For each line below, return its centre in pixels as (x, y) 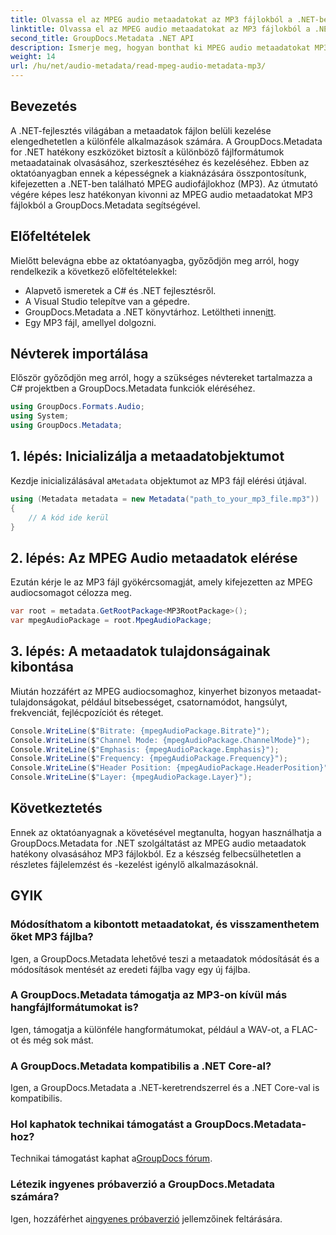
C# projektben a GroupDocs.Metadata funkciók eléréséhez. (133, 388)
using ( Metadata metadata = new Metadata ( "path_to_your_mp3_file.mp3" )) (165, 499)
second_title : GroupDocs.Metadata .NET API (102, 38)
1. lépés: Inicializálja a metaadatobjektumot (147, 456)
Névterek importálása (79, 354)
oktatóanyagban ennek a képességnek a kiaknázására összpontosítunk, (158, 173)
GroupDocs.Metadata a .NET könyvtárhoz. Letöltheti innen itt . (150, 312)
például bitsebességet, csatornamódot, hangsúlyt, (184, 702)
